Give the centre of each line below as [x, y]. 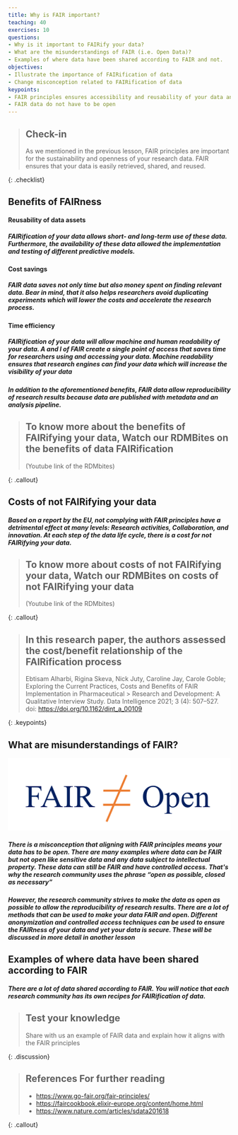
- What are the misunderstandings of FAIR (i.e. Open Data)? [100, 52]
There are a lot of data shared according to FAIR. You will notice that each [119, 988]
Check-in [46, 134]
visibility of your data [40, 372]
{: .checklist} [26, 180]
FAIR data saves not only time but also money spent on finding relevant [115, 285]
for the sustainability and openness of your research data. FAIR [117, 158]
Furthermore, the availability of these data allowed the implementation [114, 243]
